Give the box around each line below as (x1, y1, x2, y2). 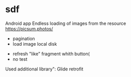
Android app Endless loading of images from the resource (5, 20, 126, 26)
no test (12, 56, 27, 62)
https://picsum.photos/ (5, 25, 53, 31)
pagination (12, 35, 36, 42)
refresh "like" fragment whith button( (12, 51, 90, 57)
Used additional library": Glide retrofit (5, 66, 84, 72)
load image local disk (12, 41, 57, 47)
